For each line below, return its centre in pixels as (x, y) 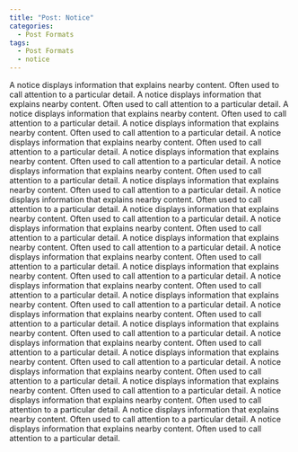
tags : (19, 43)
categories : (31, 26)
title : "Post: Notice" (52, 18)
